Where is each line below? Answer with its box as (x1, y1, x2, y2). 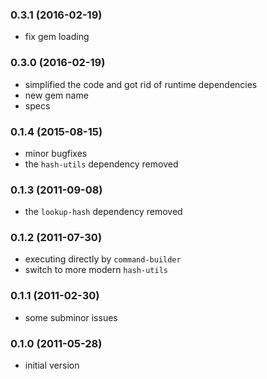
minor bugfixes (24, 147, 88, 159)
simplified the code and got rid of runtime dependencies (24, 78, 258, 90)
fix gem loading (24, 31, 90, 43)
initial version (24, 359, 80, 372)
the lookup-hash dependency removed (24, 206, 183, 218)
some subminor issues (24, 311, 118, 323)
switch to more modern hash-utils (24, 264, 168, 276)
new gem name (24, 89, 89, 101)
